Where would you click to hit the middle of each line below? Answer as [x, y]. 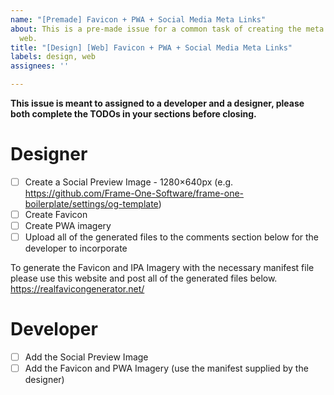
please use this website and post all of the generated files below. [144, 278]
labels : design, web [53, 57]
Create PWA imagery [68, 226]
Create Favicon [56, 214]
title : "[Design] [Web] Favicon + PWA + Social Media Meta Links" [151, 47]
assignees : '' [40, 66]
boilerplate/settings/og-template [91, 204]
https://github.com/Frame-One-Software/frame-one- [134, 193]
